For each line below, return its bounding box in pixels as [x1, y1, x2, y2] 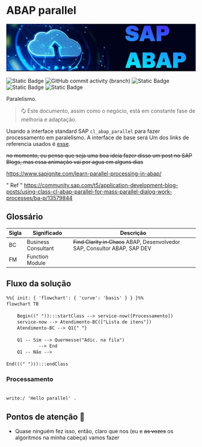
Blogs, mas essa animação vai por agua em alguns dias [6, 158, 144, 165]
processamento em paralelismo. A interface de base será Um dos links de [6, 133, 189, 141]
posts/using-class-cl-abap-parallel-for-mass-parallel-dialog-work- [6, 187, 173, 195]
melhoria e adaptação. [20, 115, 77, 123]
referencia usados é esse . [6, 140, 70, 147]
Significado [32, 230, 63, 237]
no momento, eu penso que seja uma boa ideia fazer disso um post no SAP [6, 151, 192, 159]
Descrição [120, 230, 147, 237]
